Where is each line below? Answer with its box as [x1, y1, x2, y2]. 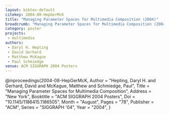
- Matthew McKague [7, 54, 46, 60]
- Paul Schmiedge [7, 59, 44, 64]
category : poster [5, 26, 42, 31]
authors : [5, 40, 24, 45]
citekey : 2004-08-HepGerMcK [5, 12, 64, 17]
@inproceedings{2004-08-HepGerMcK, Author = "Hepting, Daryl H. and [5, 78, 156, 84]
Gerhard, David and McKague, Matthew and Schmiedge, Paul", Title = [5, 83, 150, 89]
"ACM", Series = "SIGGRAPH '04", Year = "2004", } [5, 104, 111, 110]
